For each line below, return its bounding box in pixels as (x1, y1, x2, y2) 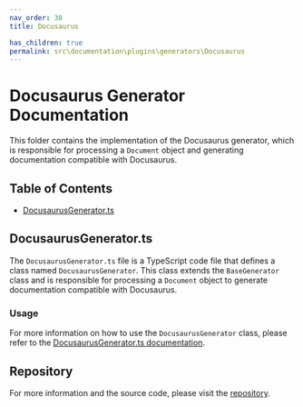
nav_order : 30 (9, 13, 64, 23)
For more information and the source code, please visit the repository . (9, 387, 270, 398)
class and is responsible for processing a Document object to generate (9, 274, 269, 285)
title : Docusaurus (9, 22, 79, 31)
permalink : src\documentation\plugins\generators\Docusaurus (9, 46, 246, 55)
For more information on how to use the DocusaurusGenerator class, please (9, 328, 288, 339)
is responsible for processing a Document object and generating (9, 144, 244, 155)
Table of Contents (9, 181, 113, 196)
